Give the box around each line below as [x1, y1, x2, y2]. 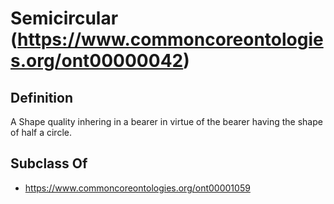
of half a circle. [10, 127, 72, 138]
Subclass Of [10, 155, 88, 172]
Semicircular [10, 7, 119, 30]
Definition [10, 89, 73, 106]
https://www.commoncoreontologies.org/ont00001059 [24, 182, 251, 194]
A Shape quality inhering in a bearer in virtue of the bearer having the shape [10, 116, 323, 127]
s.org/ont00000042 [10, 50, 184, 72]
